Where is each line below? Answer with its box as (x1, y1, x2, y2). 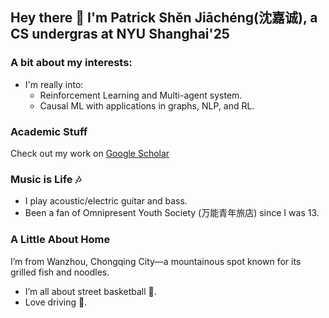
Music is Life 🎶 (10, 172, 82, 186)
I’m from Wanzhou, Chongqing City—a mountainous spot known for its (10, 255, 302, 267)
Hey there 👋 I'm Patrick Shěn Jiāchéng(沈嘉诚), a (10, 9, 318, 27)
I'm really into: (24, 78, 84, 90)
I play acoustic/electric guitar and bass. (24, 195, 188, 207)
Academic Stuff (10, 124, 88, 138)
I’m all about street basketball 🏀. (24, 285, 157, 297)
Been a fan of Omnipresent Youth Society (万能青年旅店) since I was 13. (24, 207, 320, 219)
